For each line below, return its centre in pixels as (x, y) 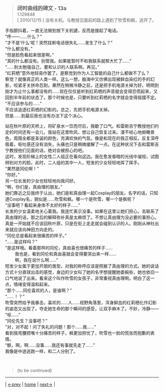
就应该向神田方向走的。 (33, 229)
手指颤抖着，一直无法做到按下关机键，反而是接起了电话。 (63, 30)
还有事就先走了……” (75, 345)
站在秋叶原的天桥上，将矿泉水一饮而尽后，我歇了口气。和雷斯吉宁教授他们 (80, 126)
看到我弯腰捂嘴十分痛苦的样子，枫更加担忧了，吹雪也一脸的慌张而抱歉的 (78, 333)
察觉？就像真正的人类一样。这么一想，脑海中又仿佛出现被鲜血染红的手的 (78, 79)
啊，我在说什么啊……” (36, 260)
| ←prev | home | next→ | (30, 384)
